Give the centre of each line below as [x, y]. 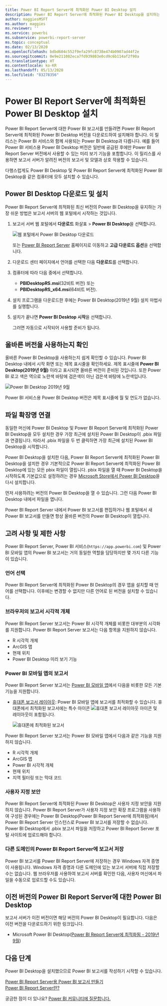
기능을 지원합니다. [23, 691]
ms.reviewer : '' [22, 28]
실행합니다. [29, 306]
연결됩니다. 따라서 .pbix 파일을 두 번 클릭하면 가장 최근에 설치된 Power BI [82, 440]
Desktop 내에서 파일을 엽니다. [34, 499]
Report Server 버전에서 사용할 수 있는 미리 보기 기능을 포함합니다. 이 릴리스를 [81, 153]
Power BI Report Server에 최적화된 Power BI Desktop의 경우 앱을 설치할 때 [79, 585]
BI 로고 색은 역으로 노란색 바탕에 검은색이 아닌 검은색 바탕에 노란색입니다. [76, 376]
